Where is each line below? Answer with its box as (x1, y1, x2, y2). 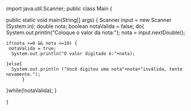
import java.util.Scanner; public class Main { (6, 5, 113, 12)
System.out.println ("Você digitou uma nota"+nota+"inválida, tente (11, 66, 183, 72)
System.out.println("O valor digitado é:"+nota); (11, 51, 135, 57)
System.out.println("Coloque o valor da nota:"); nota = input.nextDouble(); (6, 29, 186, 36)
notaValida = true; (8, 45, 57, 51)
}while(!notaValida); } (6, 87, 57, 94)
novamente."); (6, 71, 41, 77)
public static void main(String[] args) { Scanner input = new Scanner (6, 17, 172, 23)
